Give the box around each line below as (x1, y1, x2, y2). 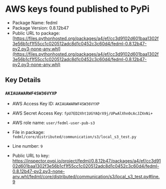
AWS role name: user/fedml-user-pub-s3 (12, 120, 95, 126)
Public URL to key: (12, 153, 50, 158)
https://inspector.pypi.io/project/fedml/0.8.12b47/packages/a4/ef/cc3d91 (12, 157, 161, 163)
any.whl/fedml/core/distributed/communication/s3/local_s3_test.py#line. (12, 173, 160, 179)
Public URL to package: (12, 30, 60, 36)
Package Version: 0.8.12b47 (12, 25, 69, 31)
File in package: (12, 129, 45, 135)
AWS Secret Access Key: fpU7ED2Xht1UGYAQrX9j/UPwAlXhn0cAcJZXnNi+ (12, 110, 153, 116)
